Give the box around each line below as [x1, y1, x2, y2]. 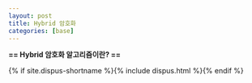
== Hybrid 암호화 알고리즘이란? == [8, 50, 122, 60]
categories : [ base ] [8, 27, 75, 35]
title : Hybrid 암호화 [8, 19, 77, 27]
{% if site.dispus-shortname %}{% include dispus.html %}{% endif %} [8, 66, 245, 76]
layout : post [8, 11, 53, 20]
